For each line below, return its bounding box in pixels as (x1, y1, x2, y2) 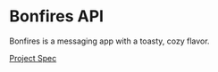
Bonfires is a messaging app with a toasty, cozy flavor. (9, 36, 210, 46)
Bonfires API (9, 6, 105, 27)
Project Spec (9, 52, 57, 63)
